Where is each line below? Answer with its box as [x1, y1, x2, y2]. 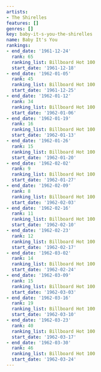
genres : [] [6, 25, 34, 32]
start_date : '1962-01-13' [11, 132, 77, 139]
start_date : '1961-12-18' [11, 65, 77, 71]
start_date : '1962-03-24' [11, 356, 77, 362]
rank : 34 [11, 98, 34, 104]
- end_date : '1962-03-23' [6, 317, 71, 323]
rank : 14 [11, 256, 34, 262]
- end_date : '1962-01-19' [6, 115, 71, 121]
